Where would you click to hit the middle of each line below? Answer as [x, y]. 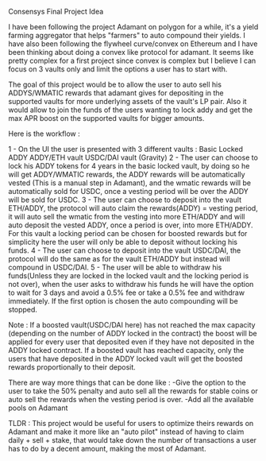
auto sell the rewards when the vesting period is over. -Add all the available [131, 399]
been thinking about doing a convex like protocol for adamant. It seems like [131, 52]
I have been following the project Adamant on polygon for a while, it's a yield [133, 27]
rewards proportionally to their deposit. [72, 367]
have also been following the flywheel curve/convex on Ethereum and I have [133, 44]
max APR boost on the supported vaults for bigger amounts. [106, 118]
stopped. [23, 310]
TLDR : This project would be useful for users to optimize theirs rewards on [131, 423]
